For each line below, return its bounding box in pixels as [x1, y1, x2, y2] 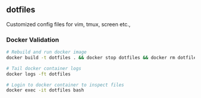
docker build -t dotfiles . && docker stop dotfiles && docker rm [6, 54, 175, 60]
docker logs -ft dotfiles [6, 71, 71, 77]
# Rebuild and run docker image [6, 49, 87, 56]
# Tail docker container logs [6, 65, 82, 71]
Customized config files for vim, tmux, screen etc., [6, 20, 131, 27]
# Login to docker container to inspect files [6, 82, 124, 88]
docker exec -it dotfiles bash [6, 87, 84, 93]
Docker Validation [6, 35, 59, 44]
